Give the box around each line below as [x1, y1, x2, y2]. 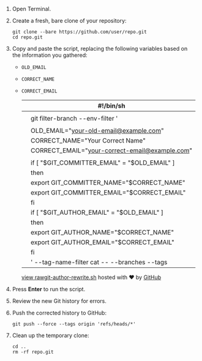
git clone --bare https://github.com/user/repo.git [12, 29, 147, 35]
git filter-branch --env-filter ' [30, 114, 118, 122]
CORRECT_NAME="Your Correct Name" [30, 136, 146, 144]
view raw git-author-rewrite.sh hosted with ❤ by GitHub [21, 274, 162, 281]
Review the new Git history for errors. [12, 297, 107, 305]
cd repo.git [12, 34, 43, 40]
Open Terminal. [12, 6, 51, 12]
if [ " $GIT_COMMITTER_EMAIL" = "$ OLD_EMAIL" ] [30, 158, 175, 167]
